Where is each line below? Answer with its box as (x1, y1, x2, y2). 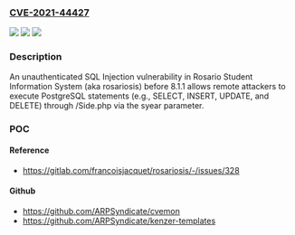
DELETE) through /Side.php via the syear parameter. (9, 99, 205, 110)
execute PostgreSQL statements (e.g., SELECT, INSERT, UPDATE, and (9, 90, 270, 101)
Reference (9, 145, 50, 155)
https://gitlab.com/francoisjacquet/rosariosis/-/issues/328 (22, 164, 240, 175)
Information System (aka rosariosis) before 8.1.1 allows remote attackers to (9, 80, 287, 91)
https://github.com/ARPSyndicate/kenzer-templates (22, 215, 216, 226)
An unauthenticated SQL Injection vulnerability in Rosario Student (9, 70, 253, 82)
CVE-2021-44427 (9, 6, 90, 19)
